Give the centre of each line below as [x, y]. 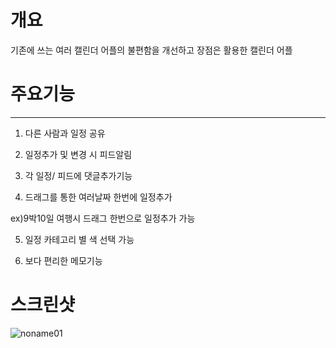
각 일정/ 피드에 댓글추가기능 [78, 175]
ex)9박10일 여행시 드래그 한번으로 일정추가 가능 [103, 218]
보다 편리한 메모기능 [63, 260]
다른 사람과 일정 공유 [65, 133]
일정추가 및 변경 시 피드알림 [78, 154]
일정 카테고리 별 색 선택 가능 [79, 239]
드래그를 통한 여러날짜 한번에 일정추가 [98, 197]
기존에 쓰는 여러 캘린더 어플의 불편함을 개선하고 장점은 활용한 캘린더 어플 [151, 50]
